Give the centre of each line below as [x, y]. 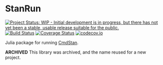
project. [13, 57]
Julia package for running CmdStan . [42, 42]
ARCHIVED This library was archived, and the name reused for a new [76, 52]
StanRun [23, 9]
